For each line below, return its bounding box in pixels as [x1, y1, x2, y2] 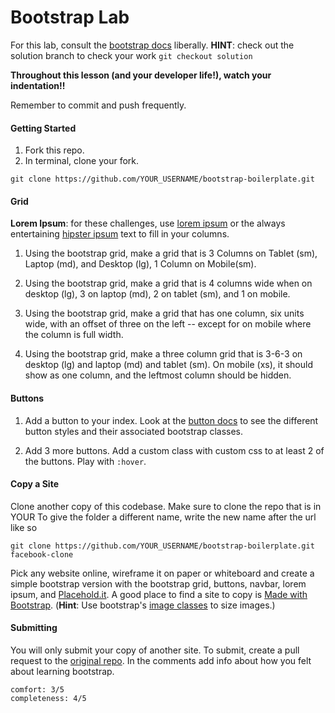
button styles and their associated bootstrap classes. [24, 425, 244, 437]
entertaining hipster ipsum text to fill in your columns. [10, 228, 230, 240]
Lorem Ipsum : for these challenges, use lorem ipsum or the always [10, 217, 286, 230]
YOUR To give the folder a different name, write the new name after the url [10, 511, 317, 523]
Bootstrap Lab [10, 6, 130, 29]
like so [10, 521, 38, 533]
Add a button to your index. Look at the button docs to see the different [24, 414, 319, 426]
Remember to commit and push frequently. [10, 99, 187, 111]
